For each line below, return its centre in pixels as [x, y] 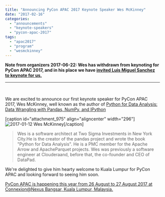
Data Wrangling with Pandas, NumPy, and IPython [56, 109]
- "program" [22, 46]
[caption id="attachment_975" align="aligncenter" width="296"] [70, 119]
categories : [17, 19]
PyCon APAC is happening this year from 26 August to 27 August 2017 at [79, 184]
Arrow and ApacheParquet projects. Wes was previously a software [85, 149]
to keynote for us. [24, 75]
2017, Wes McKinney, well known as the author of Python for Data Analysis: [81, 104]
